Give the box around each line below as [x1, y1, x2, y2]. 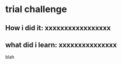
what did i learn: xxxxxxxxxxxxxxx [5, 40, 117, 49]
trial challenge [5, 4, 67, 15]
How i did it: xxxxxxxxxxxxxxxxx [5, 24, 111, 32]
